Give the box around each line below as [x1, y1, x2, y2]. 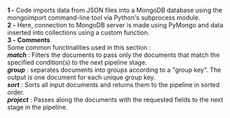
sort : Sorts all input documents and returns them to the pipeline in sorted [7, 81, 220, 88]
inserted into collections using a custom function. [7, 28, 150, 37]
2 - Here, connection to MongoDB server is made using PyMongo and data [7, 21, 224, 29]
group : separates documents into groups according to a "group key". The [7, 66, 222, 74]
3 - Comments [7, 36, 50, 44]
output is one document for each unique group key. [7, 73, 156, 81]
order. [7, 88, 25, 96]
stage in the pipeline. [7, 103, 68, 111]
